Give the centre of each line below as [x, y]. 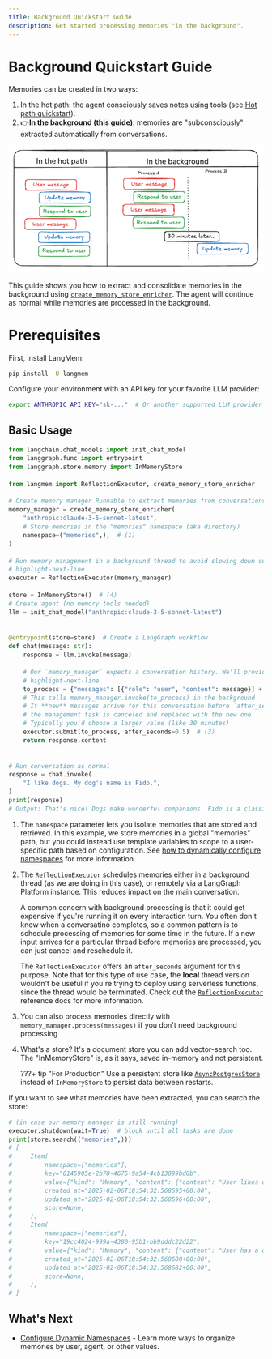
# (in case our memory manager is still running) [94, 1122]
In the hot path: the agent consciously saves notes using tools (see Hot [138, 105]
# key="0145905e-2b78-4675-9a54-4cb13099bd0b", [104, 1174]
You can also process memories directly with [95, 1016]
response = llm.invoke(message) [77, 655]
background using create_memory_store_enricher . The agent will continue [132, 294]
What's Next [40, 1318]
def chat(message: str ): [50, 647]
